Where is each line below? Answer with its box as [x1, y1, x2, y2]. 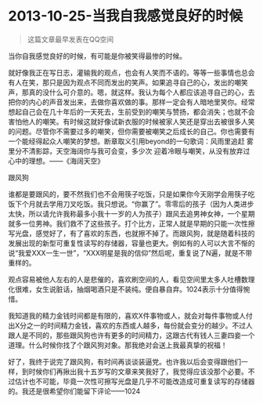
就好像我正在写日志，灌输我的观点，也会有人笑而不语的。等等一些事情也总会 [8, 67, 255, 77]
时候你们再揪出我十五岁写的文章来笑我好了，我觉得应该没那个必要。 [28, 366, 248, 376]
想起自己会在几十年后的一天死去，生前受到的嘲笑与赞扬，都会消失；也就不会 [8, 107, 255, 116]
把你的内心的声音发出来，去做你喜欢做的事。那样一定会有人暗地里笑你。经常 [8, 97, 255, 107]
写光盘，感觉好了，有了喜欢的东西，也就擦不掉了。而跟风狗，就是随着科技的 [8, 228, 255, 238]
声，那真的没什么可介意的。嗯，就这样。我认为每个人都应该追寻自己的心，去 [8, 87, 255, 96]
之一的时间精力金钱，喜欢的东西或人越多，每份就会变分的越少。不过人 [26, 321, 253, 330]
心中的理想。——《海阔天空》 [8, 156, 104, 165]
